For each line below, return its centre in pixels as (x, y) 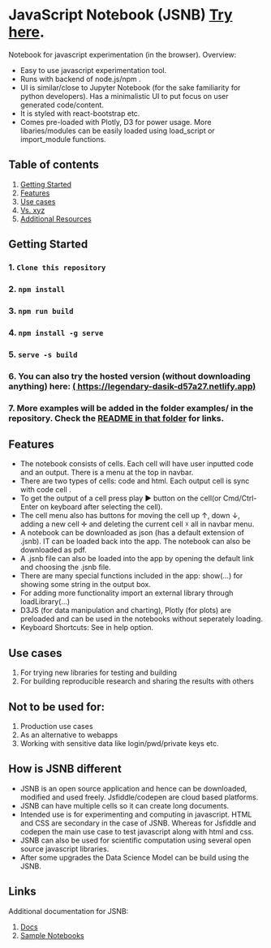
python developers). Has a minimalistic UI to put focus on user (124, 96)
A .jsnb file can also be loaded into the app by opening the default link (137, 559)
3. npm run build (41, 311)
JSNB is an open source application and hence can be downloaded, (133, 788)
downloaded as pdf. (54, 550)
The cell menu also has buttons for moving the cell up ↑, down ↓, (130, 516)
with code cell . (45, 490)
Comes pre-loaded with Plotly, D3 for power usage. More (116, 122)
